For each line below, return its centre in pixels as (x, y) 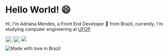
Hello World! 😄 (38, 10)
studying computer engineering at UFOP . (49, 29)
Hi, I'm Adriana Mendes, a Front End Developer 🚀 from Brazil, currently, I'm (84, 24)
